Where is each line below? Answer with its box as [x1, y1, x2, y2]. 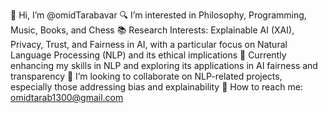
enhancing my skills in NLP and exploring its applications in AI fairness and [10, 60, 318, 71]
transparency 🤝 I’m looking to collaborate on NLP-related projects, [10, 70, 283, 82]
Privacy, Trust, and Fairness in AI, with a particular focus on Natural [10, 39, 288, 50]
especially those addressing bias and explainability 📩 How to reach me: [10, 81, 303, 93]
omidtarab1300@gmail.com [10, 92, 124, 103]
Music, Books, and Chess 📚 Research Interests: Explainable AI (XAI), [10, 24, 295, 36]
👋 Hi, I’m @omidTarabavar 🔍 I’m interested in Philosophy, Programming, [10, 9, 307, 21]
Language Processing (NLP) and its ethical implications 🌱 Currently [10, 49, 287, 61]
